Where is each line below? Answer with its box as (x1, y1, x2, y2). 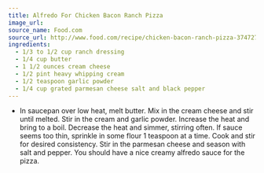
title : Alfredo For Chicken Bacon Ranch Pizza (8, 11, 163, 20)
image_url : (8, 19, 44, 27)
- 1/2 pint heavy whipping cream (15, 70, 125, 78)
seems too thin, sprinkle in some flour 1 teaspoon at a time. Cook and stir (19, 131, 255, 141)
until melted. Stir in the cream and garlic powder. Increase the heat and (19, 115, 250, 124)
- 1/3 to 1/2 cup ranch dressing (15, 48, 125, 56)
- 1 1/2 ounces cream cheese (15, 63, 111, 71)
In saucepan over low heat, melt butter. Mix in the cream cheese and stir (19, 106, 254, 116)
